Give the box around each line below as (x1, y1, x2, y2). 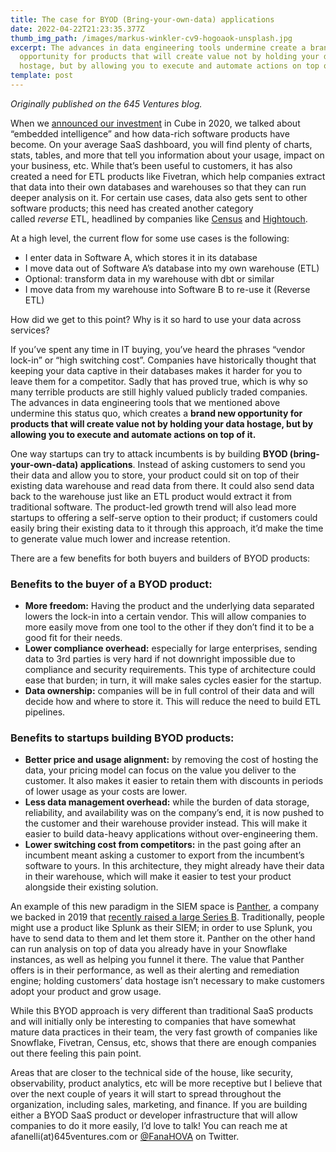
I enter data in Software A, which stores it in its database (24, 251, 258, 263)
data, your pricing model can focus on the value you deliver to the (24, 764, 297, 776)
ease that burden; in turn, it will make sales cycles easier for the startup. (24, 674, 322, 686)
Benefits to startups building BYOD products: (10, 731, 235, 745)
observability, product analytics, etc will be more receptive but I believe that (10, 1077, 323, 1090)
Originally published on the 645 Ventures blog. (10, 97, 203, 110)
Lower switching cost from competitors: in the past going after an (24, 839, 302, 851)
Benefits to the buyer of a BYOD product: (10, 577, 213, 591)
